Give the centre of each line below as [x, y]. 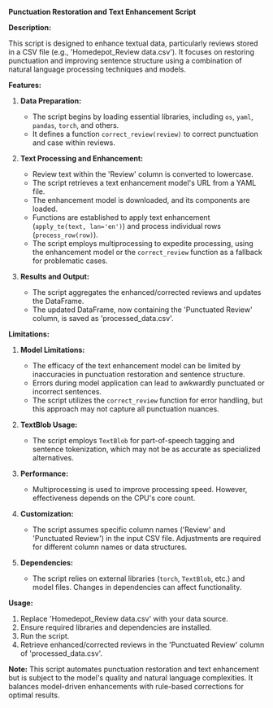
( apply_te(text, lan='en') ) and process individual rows [127, 226]
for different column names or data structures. [110, 547]
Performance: [44, 473]
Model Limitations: [52, 350]
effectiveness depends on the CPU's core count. [114, 498]
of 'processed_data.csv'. [61, 653]
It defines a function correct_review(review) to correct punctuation [145, 134]
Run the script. [45, 636]
